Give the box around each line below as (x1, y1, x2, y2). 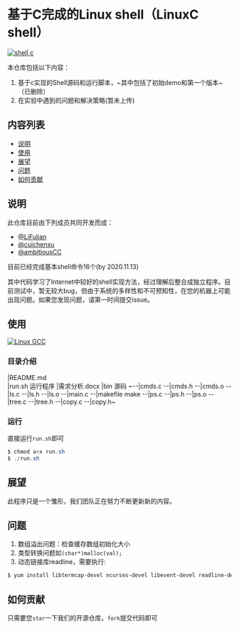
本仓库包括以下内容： (7, 63, 70, 71)
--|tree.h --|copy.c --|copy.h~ (28, 397, 116, 406)
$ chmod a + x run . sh (7, 448, 65, 455)
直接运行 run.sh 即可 (7, 434, 64, 442)
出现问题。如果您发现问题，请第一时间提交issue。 (7, 295, 154, 304)
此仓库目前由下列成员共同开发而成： (7, 218, 114, 227)
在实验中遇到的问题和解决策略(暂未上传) (17, 96, 135, 104)
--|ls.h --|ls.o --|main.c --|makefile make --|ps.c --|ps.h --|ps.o (21, 389, 207, 398)
